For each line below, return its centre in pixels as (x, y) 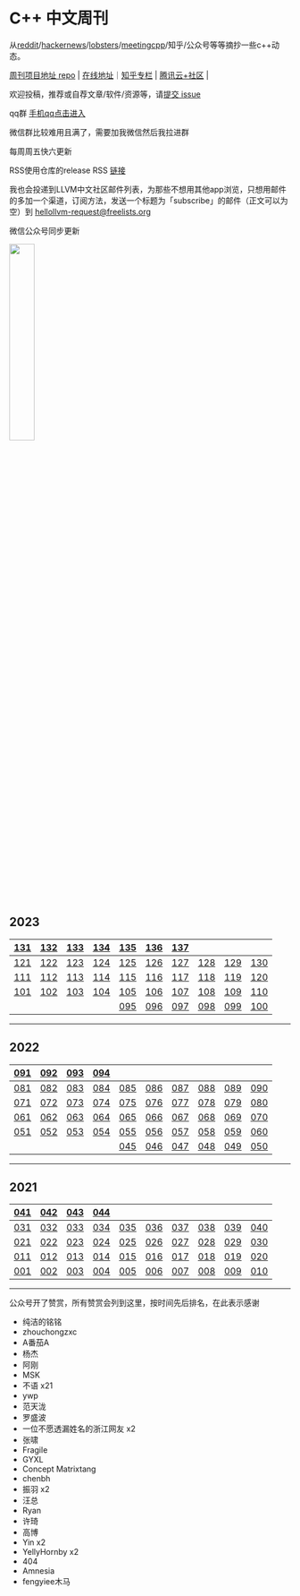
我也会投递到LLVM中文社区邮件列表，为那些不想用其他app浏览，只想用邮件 (148, 189)
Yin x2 (34, 1542)
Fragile (35, 1450)
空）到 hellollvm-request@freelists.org (80, 211)
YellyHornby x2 (50, 1552)
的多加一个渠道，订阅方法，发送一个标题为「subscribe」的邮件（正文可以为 (149, 200)
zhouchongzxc (50, 1332)
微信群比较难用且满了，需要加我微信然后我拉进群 (99, 132)
